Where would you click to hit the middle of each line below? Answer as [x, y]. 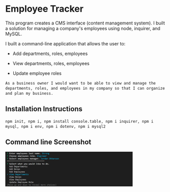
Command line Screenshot [48, 142]
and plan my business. [29, 93]
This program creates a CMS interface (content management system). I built [85, 23]
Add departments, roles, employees [50, 53]
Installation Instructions [44, 109]
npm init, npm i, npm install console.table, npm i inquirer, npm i [79, 121]
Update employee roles [37, 73]
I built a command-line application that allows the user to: [65, 43]
